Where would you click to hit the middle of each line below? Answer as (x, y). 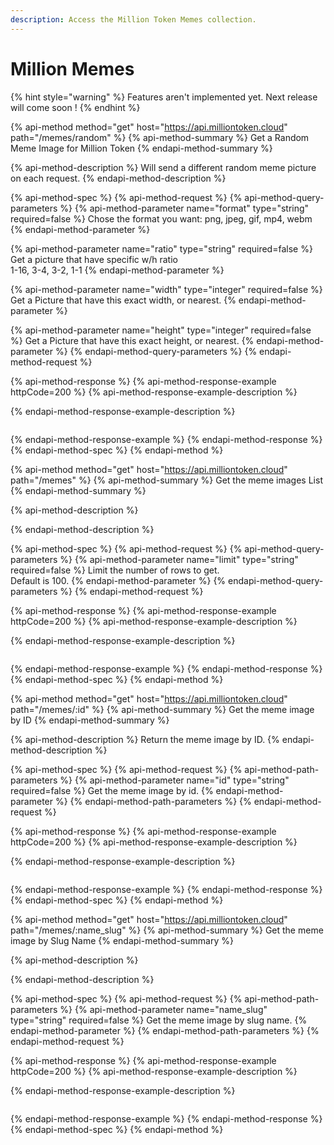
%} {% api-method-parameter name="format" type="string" (184, 208)
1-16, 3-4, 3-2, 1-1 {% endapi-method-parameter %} (117, 270)
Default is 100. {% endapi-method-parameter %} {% (118, 580)
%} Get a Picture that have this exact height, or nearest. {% (132, 340)
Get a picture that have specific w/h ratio (94, 259)
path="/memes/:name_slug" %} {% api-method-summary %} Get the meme (167, 930)
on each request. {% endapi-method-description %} (118, 178)
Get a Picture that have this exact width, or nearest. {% (123, 300)
